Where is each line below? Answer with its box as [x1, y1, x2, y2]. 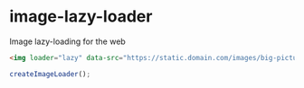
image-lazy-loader [9, 6, 153, 27]
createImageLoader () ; [9, 69, 91, 78]
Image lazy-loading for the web [9, 36, 127, 47]
